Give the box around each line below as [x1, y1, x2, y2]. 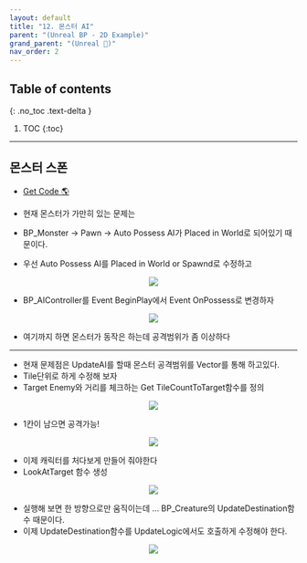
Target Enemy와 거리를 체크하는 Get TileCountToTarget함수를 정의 [22, 381, 265, 392]
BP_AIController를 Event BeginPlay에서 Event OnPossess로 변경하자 [22, 294, 274, 306]
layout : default [9, 13, 71, 23]
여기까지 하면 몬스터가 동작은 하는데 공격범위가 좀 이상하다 [22, 330, 231, 342]
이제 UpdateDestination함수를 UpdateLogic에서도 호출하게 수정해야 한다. [22, 526, 288, 537]
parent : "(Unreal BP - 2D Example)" [9, 30, 149, 39]
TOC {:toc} [22, 122, 64, 133]
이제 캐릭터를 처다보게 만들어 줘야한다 [22, 454, 158, 465]
